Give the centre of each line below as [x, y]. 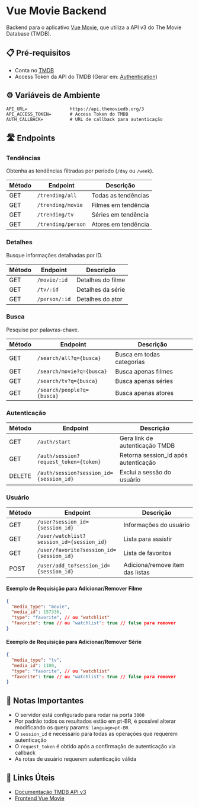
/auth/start [54, 442]
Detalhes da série [101, 289]
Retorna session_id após [153, 455]
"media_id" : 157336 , [37, 612]
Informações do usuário [157, 525]
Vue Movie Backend [56, 11]
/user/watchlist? [61, 536]
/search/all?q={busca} [69, 358]
